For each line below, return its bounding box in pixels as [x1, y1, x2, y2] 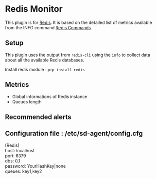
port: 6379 [5, 153, 26, 159]
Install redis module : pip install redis [5, 66, 85, 72]
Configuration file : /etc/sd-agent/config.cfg [5, 129, 143, 138]
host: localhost [5, 147, 35, 153]
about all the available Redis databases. [5, 57, 84, 63]
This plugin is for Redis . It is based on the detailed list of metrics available [5, 20, 152, 25]
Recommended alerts [5, 113, 71, 121]
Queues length [12, 99, 42, 104]
